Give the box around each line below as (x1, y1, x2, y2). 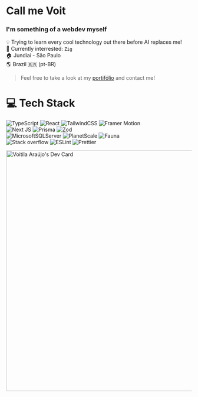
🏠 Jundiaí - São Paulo (6, 52, 61, 59)
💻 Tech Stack (6, 96, 75, 110)
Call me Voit (6, 4, 66, 18)
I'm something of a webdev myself (6, 25, 107, 34)
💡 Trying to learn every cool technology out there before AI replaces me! (6, 38, 183, 45)
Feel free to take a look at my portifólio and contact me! (20, 74, 155, 82)
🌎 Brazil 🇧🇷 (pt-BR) (6, 61, 57, 68)
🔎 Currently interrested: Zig (6, 45, 72, 53)
